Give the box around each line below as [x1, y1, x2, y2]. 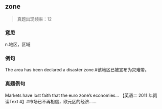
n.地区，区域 [5, 42, 31, 47]
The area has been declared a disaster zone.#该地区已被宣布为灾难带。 [5, 67, 149, 73]
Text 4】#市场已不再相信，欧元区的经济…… [9, 98, 97, 104]
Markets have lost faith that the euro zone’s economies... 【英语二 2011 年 [5, 92, 153, 98]
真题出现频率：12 [17, 16, 52, 22]
